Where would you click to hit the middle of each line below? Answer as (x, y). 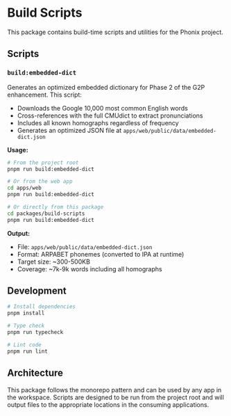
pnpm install (26, 313)
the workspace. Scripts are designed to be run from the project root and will (115, 397)
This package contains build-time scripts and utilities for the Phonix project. (115, 32)
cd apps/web (24, 188)
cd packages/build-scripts (46, 214)
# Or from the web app (40, 182)
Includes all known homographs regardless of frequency (98, 122)
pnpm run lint (28, 351)
